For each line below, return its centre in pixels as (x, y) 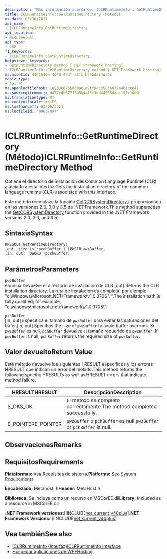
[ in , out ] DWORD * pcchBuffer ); (39, 254)
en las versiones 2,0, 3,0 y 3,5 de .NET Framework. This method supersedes (83, 207)
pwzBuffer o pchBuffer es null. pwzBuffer (113, 421)
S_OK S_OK (20, 406)
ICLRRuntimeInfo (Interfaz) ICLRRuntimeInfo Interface (66, 546)
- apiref (14, 83)
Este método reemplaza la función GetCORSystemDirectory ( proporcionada (83, 201)
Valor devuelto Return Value (49, 352)
